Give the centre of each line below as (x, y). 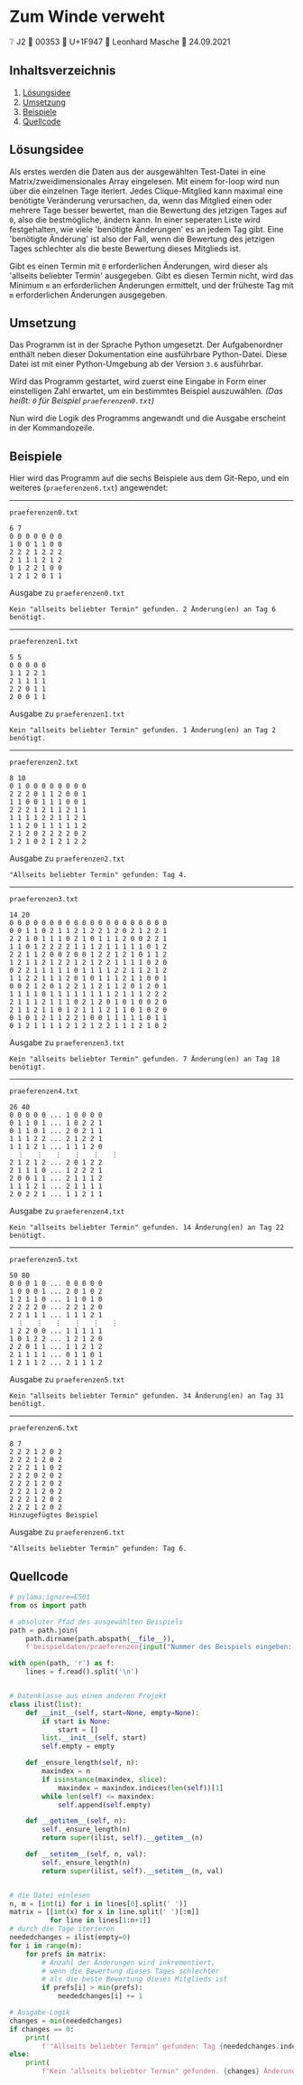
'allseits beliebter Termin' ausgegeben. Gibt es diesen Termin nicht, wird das (151, 275)
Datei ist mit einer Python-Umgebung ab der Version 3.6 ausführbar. (136, 364)
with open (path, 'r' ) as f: (62, 1664)
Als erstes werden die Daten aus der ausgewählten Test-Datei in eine (138, 171)
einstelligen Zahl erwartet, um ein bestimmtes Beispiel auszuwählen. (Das (147, 392)
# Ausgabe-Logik (40, 2013)
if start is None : (76, 1721)
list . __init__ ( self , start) (94, 1738)
